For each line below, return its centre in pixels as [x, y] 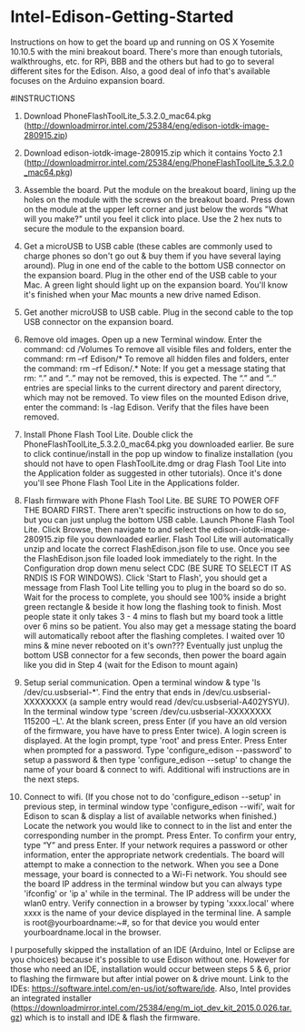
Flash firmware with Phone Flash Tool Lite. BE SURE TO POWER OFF [151, 500]
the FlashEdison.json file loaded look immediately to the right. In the [150, 558]
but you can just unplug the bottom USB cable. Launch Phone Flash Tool [159, 520]
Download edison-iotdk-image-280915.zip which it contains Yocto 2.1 [153, 153]
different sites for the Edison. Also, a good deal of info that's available [140, 71]
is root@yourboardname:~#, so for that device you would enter [141, 922]
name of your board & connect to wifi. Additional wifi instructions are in [156, 769]
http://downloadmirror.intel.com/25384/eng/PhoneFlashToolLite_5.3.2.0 [160, 162]
